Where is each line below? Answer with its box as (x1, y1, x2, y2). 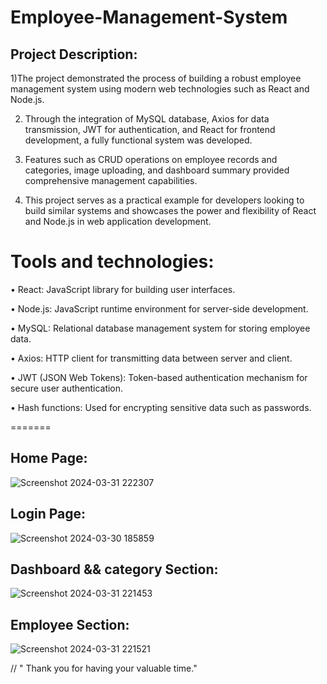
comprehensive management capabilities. (24, 175, 198, 186)
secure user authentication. (10, 382, 124, 394)
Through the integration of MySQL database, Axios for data (24, 113, 270, 125)
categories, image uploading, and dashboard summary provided (24, 164, 290, 176)
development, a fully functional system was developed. (24, 134, 253, 146)
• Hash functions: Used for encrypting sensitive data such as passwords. (10, 401, 312, 413)
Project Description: (10, 46, 138, 63)
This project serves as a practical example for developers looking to (24, 194, 305, 206)
